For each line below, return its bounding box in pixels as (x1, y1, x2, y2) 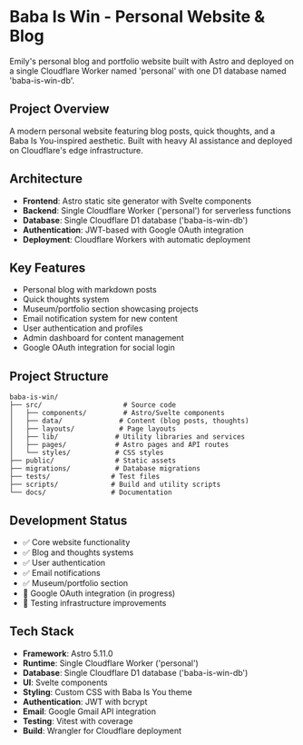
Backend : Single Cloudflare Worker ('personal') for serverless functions (22, 204, 292, 215)
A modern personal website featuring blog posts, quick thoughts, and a (9, 125, 276, 136)
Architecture (9, 171, 83, 187)
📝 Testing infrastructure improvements (22, 598, 167, 608)
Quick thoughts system (22, 293, 110, 305)
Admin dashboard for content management (22, 333, 184, 343)
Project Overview (9, 102, 110, 117)
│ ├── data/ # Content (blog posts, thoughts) (9, 416, 249, 426)
